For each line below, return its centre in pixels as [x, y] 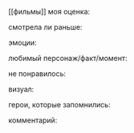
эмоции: [23, 42]
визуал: [21, 89]
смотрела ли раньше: [45, 27]
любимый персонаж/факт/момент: [68, 58]
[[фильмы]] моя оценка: [49, 12]
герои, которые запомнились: [59, 105]
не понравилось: [37, 74]
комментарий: [33, 120]
